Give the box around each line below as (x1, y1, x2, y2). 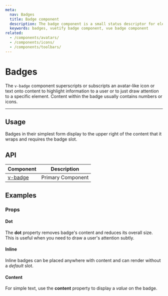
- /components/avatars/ (9, 35, 59, 40)
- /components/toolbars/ (9, 44, 61, 49)
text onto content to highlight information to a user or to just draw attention (5, 88, 159, 94)
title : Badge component (9, 16, 59, 21)
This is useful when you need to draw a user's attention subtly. (5, 234, 134, 240)
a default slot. (5, 262, 34, 268)
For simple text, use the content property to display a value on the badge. (5, 285, 157, 291)
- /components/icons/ (9, 40, 55, 45)
